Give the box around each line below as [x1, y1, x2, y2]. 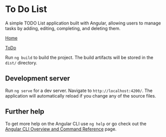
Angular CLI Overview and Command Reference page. [5, 126, 117, 132]
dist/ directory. [5, 59, 37, 65]
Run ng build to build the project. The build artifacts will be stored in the [5, 54, 154, 60]
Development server [5, 74, 70, 83]
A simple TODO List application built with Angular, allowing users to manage [5, 20, 161, 26]
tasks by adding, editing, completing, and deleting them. [5, 25, 121, 31]
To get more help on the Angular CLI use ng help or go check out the [5, 120, 147, 126]
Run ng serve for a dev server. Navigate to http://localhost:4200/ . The [5, 87, 153, 93]
